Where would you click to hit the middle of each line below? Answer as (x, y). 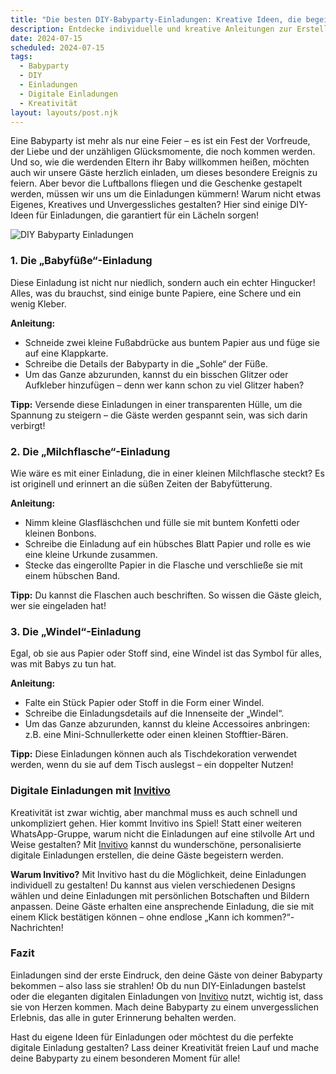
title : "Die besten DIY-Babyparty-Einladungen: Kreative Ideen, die (156, 19)
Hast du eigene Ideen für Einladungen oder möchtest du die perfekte (152, 1037)
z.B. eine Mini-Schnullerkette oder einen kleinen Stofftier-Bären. (156, 735)
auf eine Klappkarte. (66, 353)
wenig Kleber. (38, 303)
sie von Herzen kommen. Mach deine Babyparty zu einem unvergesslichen (164, 1007)
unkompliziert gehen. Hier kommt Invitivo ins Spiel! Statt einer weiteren (156, 823)
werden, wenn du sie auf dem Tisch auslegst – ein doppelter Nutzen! (152, 765)
